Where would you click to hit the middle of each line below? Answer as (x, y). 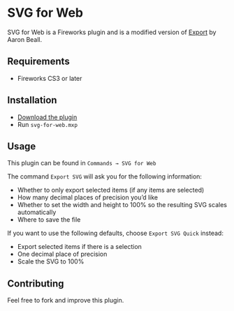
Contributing (36, 283)
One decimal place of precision (62, 254)
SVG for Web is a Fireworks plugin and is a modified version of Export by (112, 32)
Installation (32, 100)
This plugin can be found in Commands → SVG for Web (82, 163)
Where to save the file (49, 220)
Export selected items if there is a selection (79, 247)
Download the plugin (47, 117)
